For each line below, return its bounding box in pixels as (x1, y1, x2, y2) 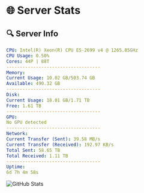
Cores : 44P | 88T (6, 58, 50, 65)
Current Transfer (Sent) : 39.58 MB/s (6, 136, 101, 142)
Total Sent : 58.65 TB (6, 147, 61, 153)
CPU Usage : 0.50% (6, 53, 50, 59)
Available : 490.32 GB (6, 81, 61, 87)
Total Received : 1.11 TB (6, 153, 68, 159)
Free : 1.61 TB (6, 103, 42, 109)
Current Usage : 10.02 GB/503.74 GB (6, 75, 95, 81)
